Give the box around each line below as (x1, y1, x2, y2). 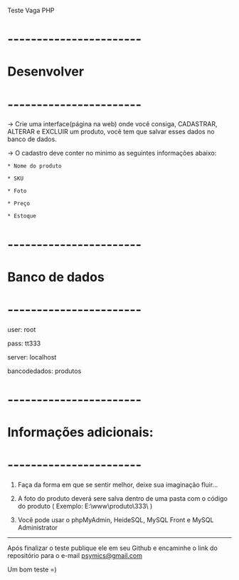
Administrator (17, 523, 58, 531)
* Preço (7, 200, 31, 208)
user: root (7, 325, 36, 334)
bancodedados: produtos (7, 367, 82, 375)
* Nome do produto (7, 163, 62, 170)
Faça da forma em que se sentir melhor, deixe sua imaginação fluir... (17, 480, 218, 489)
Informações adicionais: (7, 424, 154, 440)
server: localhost (7, 352, 57, 361)
